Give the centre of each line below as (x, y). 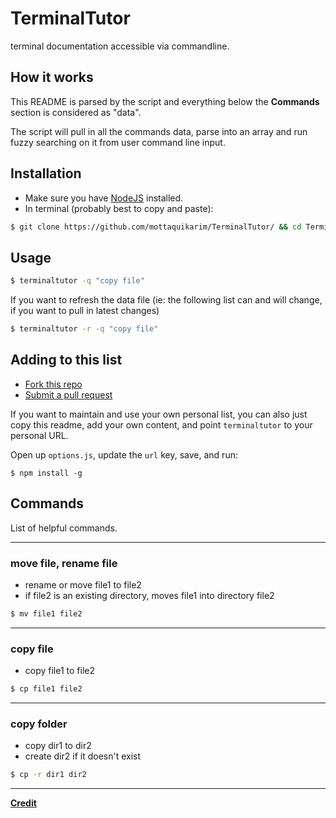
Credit (23, 803)
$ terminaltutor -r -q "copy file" (84, 329)
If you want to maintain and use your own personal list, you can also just (159, 414)
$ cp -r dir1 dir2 (48, 775)
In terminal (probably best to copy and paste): (119, 208)
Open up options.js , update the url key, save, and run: (124, 454)
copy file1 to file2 (60, 671)
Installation (46, 173)
